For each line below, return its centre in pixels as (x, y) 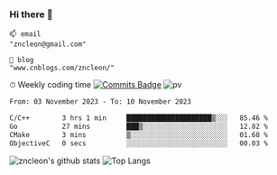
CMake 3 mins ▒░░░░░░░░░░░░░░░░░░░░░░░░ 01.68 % (139, 134)
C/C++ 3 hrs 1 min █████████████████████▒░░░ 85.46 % (139, 118)
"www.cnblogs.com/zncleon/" (62, 68)
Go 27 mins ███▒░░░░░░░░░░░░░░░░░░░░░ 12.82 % (139, 127)
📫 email (25, 34)
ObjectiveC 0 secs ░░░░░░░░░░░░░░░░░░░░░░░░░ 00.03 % (139, 143)
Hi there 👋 (32, 14)
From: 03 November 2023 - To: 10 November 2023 (101, 102)
